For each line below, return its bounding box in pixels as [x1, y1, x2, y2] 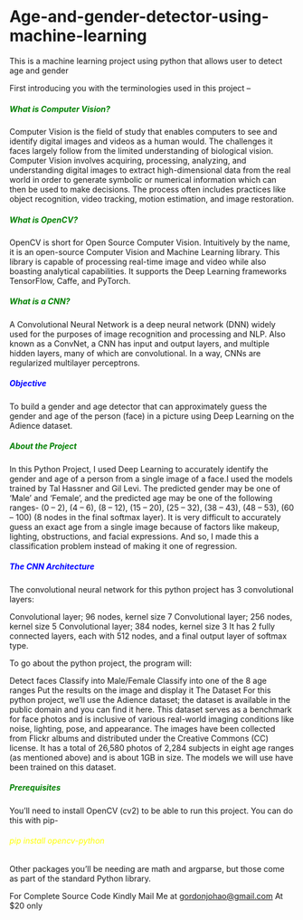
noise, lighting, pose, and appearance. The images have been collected [9, 723, 276, 734]
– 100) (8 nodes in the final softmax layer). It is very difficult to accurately [9, 511, 282, 522]
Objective [9, 378, 47, 389]
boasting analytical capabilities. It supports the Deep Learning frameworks [9, 265, 288, 277]
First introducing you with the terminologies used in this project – [9, 82, 251, 93]
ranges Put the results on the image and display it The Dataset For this [9, 685, 271, 696]
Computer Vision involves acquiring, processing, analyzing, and [9, 155, 247, 166]
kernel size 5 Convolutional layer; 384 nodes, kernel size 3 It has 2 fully [9, 621, 276, 631]
